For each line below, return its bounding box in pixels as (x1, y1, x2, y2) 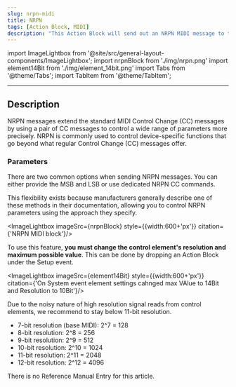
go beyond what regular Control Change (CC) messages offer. (7, 140, 188, 148)
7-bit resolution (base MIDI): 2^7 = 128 (17, 321, 129, 330)
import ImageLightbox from (7, 49, 86, 57)
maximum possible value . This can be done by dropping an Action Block (7, 250, 219, 259)
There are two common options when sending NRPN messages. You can (7, 172, 218, 181)
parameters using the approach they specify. (7, 208, 138, 217)
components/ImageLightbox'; (7, 57, 93, 65)
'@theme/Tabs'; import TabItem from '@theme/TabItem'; (7, 72, 171, 80)
